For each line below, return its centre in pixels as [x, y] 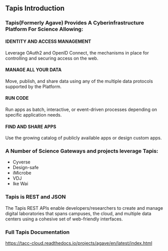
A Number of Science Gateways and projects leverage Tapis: [82, 151]
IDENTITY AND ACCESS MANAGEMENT [48, 41]
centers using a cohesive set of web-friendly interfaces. [64, 219]
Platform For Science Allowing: [44, 29]
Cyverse [21, 162]
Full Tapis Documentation [37, 232]
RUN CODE [17, 98]
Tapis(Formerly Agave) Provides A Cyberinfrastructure [75, 23]
